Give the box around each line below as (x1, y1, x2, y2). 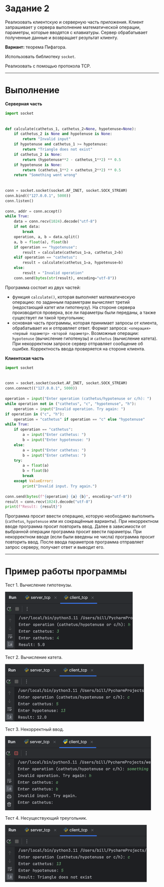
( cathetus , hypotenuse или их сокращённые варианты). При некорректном (5, 518, 159, 524)
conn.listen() (5, 198, 34, 203)
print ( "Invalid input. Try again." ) (22, 484, 97, 489)
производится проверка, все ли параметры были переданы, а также (12, 309, 156, 315)
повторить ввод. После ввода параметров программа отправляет (5, 539, 144, 545)
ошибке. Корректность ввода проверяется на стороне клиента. (12, 346, 145, 351)
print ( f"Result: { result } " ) (5, 504, 62, 509)
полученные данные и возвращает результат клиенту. (5, 35, 119, 41)
